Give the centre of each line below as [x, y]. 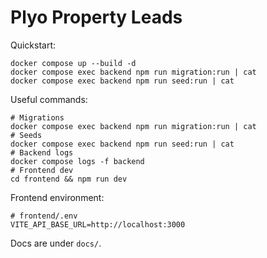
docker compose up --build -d [73, 63]
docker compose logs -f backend [77, 161]
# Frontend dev [42, 170]
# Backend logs [42, 152]
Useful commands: [49, 99]
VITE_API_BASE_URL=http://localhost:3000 [98, 224]
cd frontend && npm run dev [69, 179]
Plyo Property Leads [96, 17]
